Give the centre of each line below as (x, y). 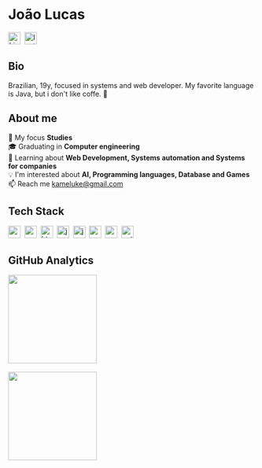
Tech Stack (36, 211)
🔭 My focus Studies (41, 137)
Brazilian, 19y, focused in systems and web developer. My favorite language (131, 85)
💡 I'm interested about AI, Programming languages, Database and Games (129, 174)
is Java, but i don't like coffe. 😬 (58, 94)
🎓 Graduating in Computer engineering (74, 146)
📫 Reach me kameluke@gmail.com (66, 183)
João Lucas (46, 15)
